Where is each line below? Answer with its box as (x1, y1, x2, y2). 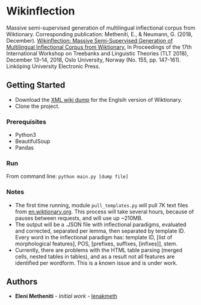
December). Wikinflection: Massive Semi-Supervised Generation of (6, 37, 173, 44)
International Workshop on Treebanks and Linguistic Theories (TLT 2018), (6, 49, 188, 57)
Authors (6, 277, 38, 287)
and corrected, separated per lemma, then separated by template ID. (14, 227, 185, 234)
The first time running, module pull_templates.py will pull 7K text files (14, 201, 188, 209)
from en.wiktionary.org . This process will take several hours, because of (14, 208, 194, 215)
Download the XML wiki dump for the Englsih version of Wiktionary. (14, 96, 182, 103)
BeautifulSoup (14, 137, 51, 145)
